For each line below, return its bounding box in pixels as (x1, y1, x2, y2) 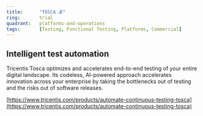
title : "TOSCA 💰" (6, 9, 66, 15)
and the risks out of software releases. (6, 84, 103, 92)
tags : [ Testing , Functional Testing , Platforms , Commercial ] (6, 26, 182, 32)
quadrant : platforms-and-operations (6, 20, 105, 26)
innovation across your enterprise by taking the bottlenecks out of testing (6, 78, 191, 85)
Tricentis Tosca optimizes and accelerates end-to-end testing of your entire (6, 65, 197, 72)
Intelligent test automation (6, 48, 109, 59)
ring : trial (6, 15, 53, 21)
